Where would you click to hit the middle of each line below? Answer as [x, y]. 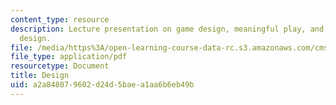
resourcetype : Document [60, 66]
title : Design [40, 76]
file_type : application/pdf [69, 57]
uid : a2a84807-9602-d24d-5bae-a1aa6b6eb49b [102, 85]
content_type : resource [60, 19]
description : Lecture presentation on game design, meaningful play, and [167, 29]
